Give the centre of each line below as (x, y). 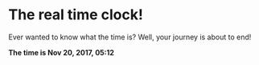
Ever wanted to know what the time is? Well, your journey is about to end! (130, 37)
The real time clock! (76, 15)
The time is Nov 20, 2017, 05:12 (62, 52)
